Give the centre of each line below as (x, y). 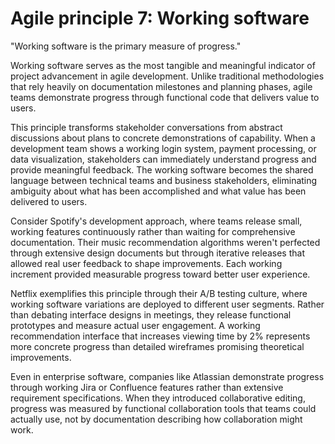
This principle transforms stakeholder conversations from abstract (146, 127)
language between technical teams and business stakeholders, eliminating (164, 180)
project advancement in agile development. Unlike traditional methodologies (167, 76)
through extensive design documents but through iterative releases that (157, 253)
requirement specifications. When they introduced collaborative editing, (158, 398)
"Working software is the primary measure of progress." (126, 46)
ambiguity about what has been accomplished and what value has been (158, 191)
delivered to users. (49, 201)
